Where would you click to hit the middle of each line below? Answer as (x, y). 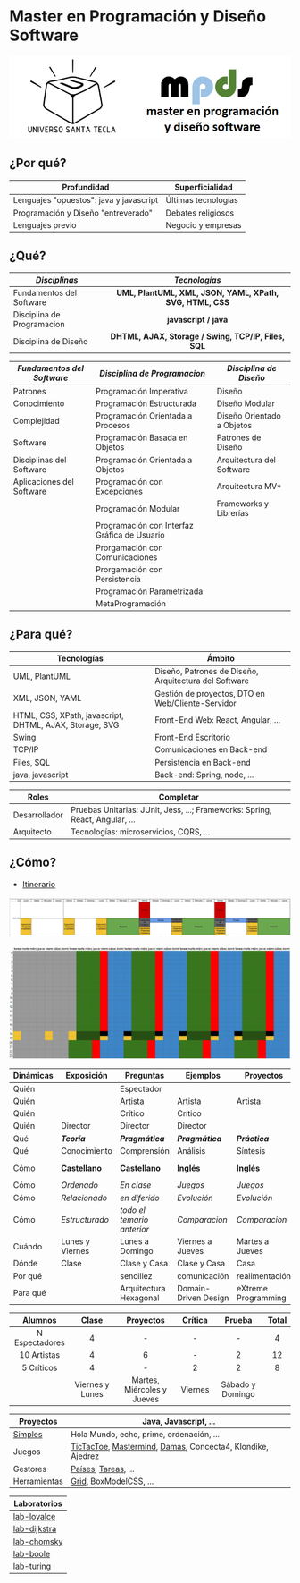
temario (134, 1219)
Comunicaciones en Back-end (211, 749)
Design (216, 1298)
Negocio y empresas (204, 224)
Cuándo (28, 1246)
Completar (179, 797)
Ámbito (221, 658)
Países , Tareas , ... (103, 1469)
